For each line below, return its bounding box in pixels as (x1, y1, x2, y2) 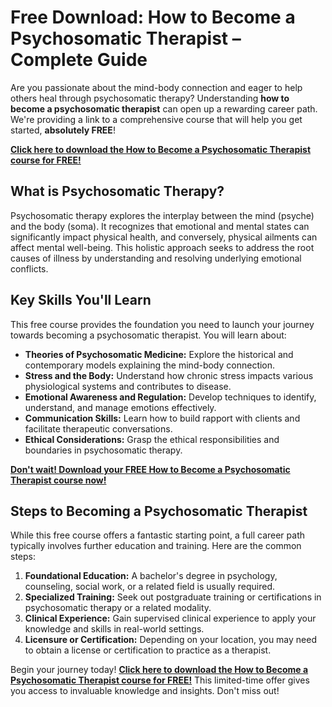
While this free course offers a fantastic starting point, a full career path (10, 529, 306, 541)
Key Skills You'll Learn (10, 292, 152, 309)
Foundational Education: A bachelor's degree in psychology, (24, 570, 278, 582)
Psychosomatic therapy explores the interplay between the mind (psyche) (10, 209, 315, 221)
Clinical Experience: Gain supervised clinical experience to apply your (24, 612, 317, 625)
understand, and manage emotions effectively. (24, 401, 217, 413)
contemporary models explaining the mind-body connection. (24, 359, 276, 371)
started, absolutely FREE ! (10, 124, 116, 136)
